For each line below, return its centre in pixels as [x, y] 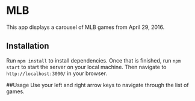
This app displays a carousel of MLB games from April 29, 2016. [85, 27]
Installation [28, 46]
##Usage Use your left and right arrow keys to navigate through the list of [97, 85]
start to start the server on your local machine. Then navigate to [86, 67]
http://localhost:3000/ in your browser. [57, 73]
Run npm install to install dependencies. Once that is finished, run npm [94, 60]
